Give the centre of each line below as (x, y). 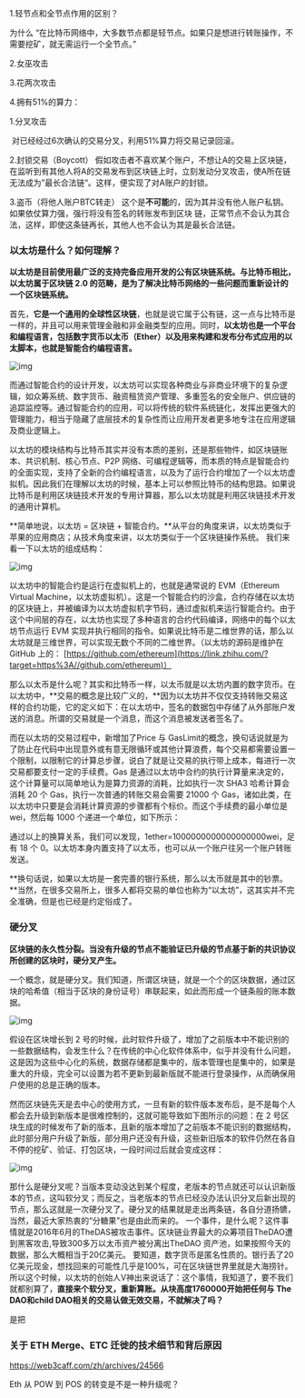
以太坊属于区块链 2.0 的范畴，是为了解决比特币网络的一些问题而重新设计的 (149, 284)
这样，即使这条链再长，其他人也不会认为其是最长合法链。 (133, 225)
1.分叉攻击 (28, 121)
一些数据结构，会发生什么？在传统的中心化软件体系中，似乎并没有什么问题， (152, 1050)
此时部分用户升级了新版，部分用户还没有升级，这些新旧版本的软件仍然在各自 (152, 1138)
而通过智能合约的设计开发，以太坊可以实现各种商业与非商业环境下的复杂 (144, 385)
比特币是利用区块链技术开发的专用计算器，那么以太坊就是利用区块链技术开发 (152, 495)
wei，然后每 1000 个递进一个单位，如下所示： (95, 817)
